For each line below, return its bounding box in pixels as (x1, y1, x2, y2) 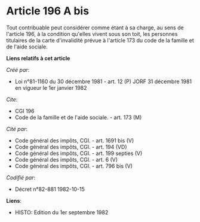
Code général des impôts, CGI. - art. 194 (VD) (14, 143, 127, 150)
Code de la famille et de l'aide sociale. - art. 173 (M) (14, 114, 142, 121)
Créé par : (6, 66, 30, 73)
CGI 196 (14, 107, 35, 114)
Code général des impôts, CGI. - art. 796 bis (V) (14, 162, 133, 169)
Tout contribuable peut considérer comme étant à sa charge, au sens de (6, 24, 184, 31)
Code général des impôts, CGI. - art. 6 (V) (14, 156, 118, 163)
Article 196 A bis (6, 4, 90, 18)
